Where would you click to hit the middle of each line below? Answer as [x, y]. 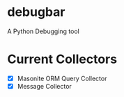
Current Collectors [62, 59]
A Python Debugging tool [44, 31]
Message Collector [44, 86]
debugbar [36, 12]
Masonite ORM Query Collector [62, 78]
